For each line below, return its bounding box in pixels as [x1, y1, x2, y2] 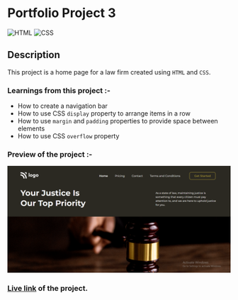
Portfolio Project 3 [7, 5, 116, 21]
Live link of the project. [7, 284, 89, 294]
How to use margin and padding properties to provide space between [17, 117, 218, 126]
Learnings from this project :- [7, 85, 111, 95]
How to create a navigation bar [17, 101, 108, 111]
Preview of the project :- [7, 149, 93, 159]
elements [17, 124, 45, 133]
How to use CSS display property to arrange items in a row [17, 109, 191, 118]
